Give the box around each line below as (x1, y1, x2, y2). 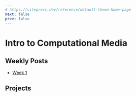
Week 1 (12, 70, 27, 76)
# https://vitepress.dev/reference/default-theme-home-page (5, 7, 132, 12)
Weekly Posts (5, 57, 48, 65)
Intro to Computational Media (5, 37, 128, 48)
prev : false (5, 16, 30, 21)
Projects (5, 84, 32, 92)
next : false (5, 12, 30, 17)
